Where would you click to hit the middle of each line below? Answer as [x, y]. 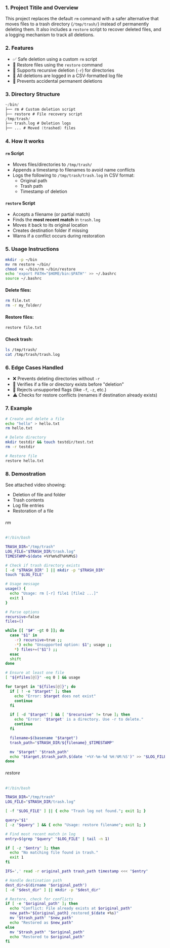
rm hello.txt [19, 428]
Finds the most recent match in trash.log [56, 220]
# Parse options [22, 612]
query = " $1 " [17, 820]
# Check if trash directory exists [43, 565]
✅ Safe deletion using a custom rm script [55, 59]
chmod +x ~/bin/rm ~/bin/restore [40, 269]
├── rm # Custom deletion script [40, 109]
